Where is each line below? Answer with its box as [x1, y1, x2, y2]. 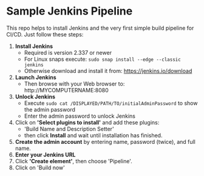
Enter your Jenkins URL [15, 151, 76, 158]
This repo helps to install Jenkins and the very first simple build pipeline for [6, 24, 194, 32]
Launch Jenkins [15, 73, 56, 81]
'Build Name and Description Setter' [24, 125, 114, 132]
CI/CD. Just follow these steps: [6, 30, 84, 38]
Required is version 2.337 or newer [24, 49, 112, 56]
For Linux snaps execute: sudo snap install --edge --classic [24, 55, 181, 63]
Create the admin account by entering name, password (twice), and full [15, 138, 196, 145]
